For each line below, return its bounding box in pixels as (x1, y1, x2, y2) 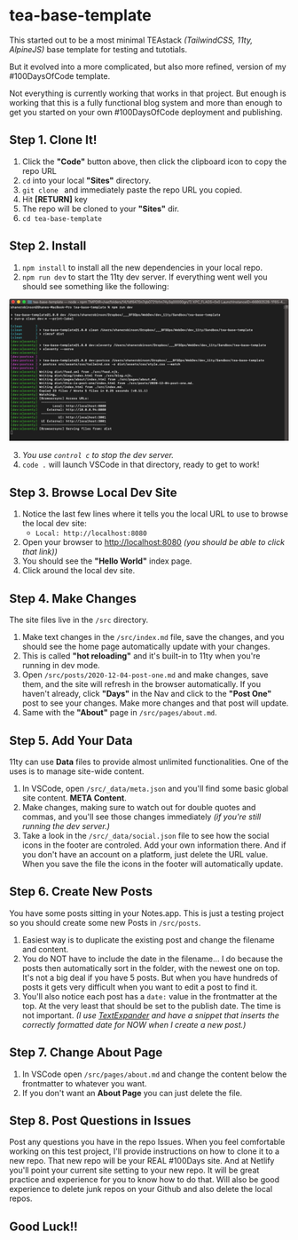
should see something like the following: (21, 280, 169, 291)
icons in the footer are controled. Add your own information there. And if (21, 840, 286, 850)
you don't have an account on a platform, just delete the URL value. (21, 849, 269, 859)
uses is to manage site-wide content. (9, 765, 145, 777)
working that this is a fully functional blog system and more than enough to (9, 97, 283, 107)
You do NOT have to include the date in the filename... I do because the (21, 953, 284, 964)
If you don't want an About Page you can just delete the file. (21, 1087, 243, 1098)
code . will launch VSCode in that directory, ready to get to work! (21, 459, 260, 470)
